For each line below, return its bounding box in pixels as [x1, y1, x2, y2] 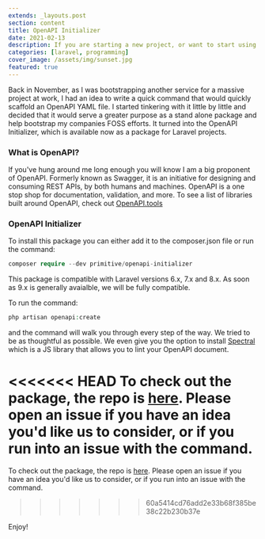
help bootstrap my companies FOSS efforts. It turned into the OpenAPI [8, 118, 238, 128]
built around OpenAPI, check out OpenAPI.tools [8, 199, 164, 208]
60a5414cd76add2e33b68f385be [146, 499, 257, 508]
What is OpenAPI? [8, 147, 80, 158]
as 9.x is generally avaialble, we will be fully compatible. [8, 283, 191, 292]
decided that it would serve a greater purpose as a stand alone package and [8, 110, 257, 120]
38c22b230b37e [146, 507, 201, 516]
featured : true [8, 63, 59, 71]
